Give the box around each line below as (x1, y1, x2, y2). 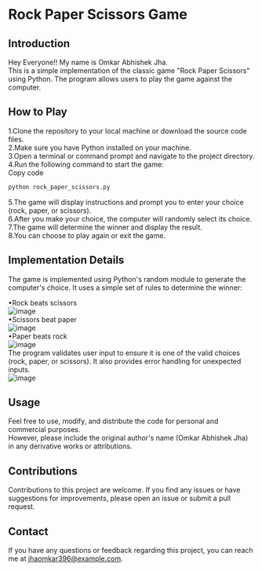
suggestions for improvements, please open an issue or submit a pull (8, 493, 231, 503)
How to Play (8, 105, 68, 119)
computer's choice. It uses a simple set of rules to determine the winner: (8, 283, 243, 292)
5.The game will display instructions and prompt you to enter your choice (8, 197, 245, 207)
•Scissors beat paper (8, 314, 77, 324)
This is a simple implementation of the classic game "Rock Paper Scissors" (8, 66, 250, 75)
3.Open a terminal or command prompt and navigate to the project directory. (8, 151, 255, 160)
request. (8, 502, 35, 511)
